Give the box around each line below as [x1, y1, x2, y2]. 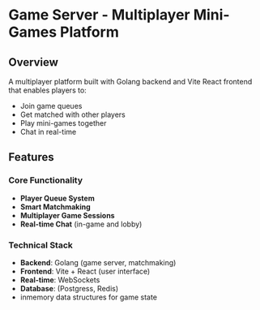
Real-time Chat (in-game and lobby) [19, 219, 143, 229]
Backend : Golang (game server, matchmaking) [19, 257, 177, 267]
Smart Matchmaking [19, 201, 91, 212]
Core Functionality [8, 174, 83, 186]
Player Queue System [19, 193, 95, 203]
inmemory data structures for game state [19, 292, 158, 302]
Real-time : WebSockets [19, 274, 100, 285]
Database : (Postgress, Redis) [19, 283, 119, 293]
